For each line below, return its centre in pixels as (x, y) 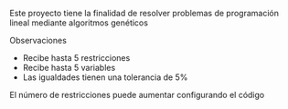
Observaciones (38, 40)
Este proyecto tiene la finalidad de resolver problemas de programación (144, 13)
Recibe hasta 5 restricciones (76, 58)
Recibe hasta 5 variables (69, 68)
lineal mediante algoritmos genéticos (79, 23)
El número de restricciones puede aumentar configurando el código (137, 95)
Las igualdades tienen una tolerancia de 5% (105, 77)
